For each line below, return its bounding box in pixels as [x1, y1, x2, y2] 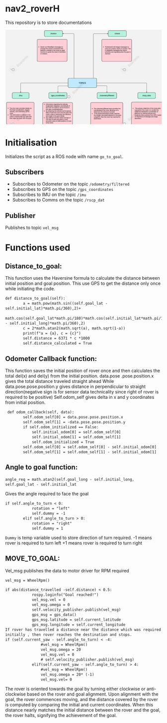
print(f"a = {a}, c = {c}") [23, 331, 81, 336]
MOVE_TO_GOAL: [5, 554, 60, 563]
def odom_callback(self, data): [7, 409, 75, 414]
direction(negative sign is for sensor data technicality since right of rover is [5, 388, 159, 394]
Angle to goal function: [5, 463, 78, 472]
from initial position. [5, 399, 46, 405]
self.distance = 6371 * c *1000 [23, 336, 90, 341]
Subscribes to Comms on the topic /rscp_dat [12, 197, 105, 203]
